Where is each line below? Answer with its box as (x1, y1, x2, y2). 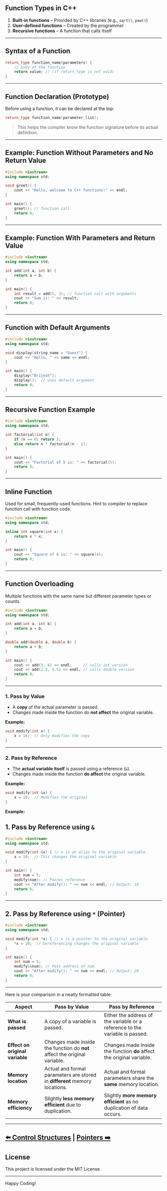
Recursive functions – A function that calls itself (12, 27, 112, 34)
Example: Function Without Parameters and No (5, 149, 154, 157)
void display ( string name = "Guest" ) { (5, 350, 88, 355)
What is (7, 1018, 26, 1025)
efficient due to (44, 1101, 81, 1108)
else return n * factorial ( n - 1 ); (14, 441, 88, 446)
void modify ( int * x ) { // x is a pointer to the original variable (5, 936, 148, 941)
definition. (17, 129, 38, 135)
